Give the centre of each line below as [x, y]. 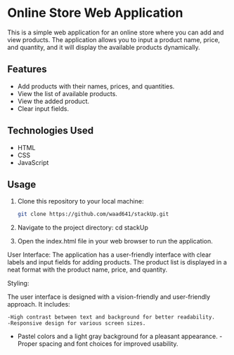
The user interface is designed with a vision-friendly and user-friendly [109, 297]
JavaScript [33, 162]
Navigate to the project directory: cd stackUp [83, 228]
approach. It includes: [39, 304]
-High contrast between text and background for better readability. [111, 317]
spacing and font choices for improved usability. [109, 344]
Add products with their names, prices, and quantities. [96, 86]
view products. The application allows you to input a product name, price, [113, 39]
